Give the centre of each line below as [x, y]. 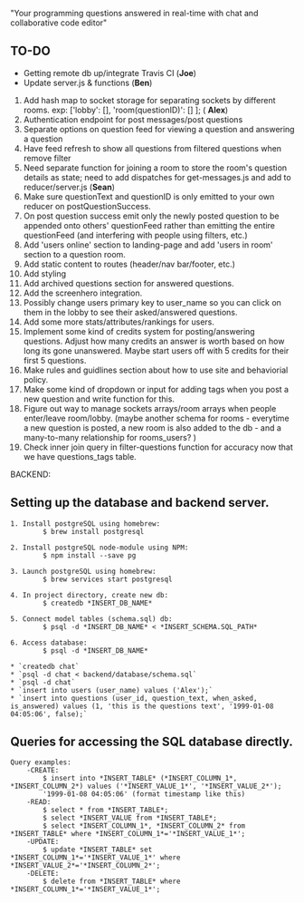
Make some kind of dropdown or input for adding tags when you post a [156, 389]
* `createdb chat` [45, 666]
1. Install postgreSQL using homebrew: [85, 524]
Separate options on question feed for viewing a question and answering [159, 129]
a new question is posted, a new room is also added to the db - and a [152, 427]
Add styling [45, 273]
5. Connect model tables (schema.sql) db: [91, 619]
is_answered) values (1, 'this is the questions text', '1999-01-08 [142, 706]
